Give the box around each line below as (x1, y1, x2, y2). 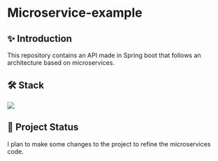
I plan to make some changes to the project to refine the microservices (7, 139, 211, 148)
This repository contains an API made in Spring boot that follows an (7, 51, 201, 59)
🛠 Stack (7, 79, 44, 91)
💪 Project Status (7, 121, 79, 133)
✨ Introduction (7, 33, 72, 45)
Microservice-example (7, 5, 143, 21)
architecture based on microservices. (7, 59, 115, 67)
